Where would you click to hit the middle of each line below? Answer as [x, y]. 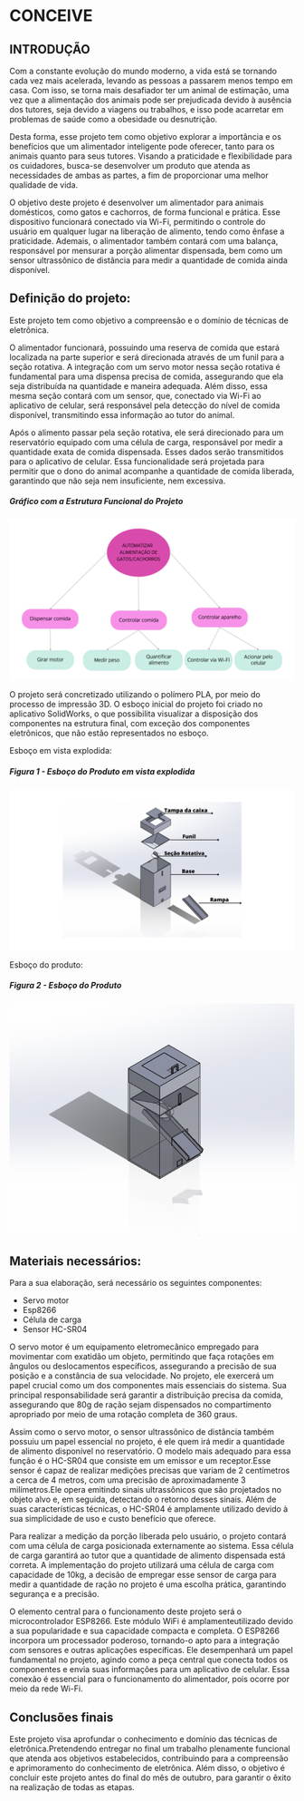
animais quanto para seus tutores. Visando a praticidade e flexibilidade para [151, 156]
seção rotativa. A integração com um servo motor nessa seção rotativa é [145, 366]
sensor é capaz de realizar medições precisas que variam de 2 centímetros [150, 1471]
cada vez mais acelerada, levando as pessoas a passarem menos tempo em [152, 81]
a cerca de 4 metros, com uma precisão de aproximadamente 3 [128, 1480]
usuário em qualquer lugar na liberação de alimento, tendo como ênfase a [147, 231]
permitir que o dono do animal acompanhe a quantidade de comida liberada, [152, 471]
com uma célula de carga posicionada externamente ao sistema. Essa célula [152, 1546]
